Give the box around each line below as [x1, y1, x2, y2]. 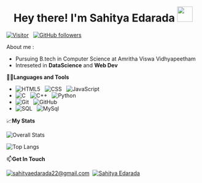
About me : [6, 43, 34, 50]
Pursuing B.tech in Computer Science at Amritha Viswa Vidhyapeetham [15, 55, 196, 62]
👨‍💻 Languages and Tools [6, 73, 69, 81]
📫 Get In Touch [6, 155, 45, 162]
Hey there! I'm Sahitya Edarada [13, 11, 175, 25]
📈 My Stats [6, 117, 36, 124]
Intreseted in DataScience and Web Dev [15, 61, 118, 69]
